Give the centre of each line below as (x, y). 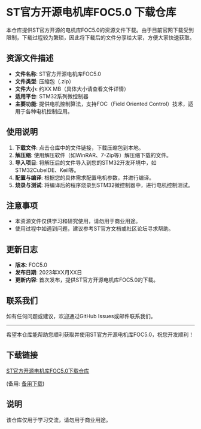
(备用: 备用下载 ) (25, 383)
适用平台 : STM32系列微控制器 (51, 96)
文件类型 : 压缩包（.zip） (45, 81)
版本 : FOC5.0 (31, 265)
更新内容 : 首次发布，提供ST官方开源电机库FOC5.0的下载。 (87, 280)
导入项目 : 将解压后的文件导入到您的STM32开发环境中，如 (86, 162)
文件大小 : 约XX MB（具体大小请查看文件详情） (72, 89)
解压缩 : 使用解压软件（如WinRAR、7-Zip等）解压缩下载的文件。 (93, 155)
